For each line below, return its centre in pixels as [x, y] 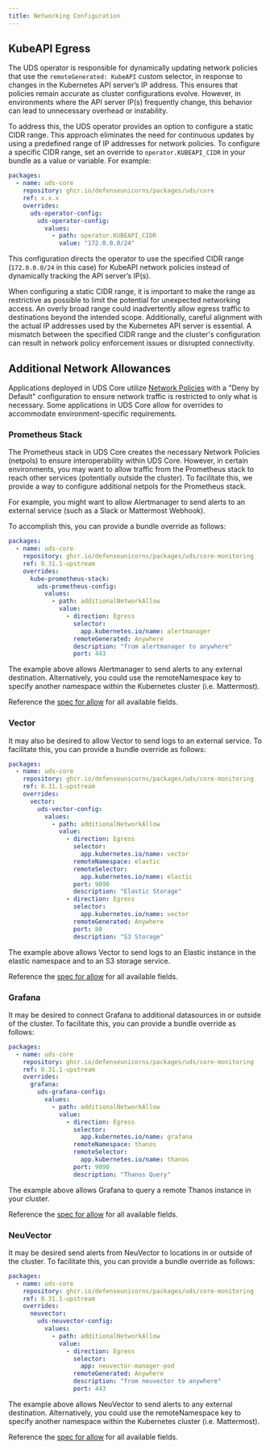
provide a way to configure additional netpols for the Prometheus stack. [127, 486]
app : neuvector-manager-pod [127, 1366]
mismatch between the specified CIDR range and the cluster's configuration [134, 334]
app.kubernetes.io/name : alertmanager [145, 631]
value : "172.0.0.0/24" [97, 243]
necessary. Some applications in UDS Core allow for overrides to [116, 405]
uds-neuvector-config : [75, 1322]
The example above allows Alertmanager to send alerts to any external [126, 669]
